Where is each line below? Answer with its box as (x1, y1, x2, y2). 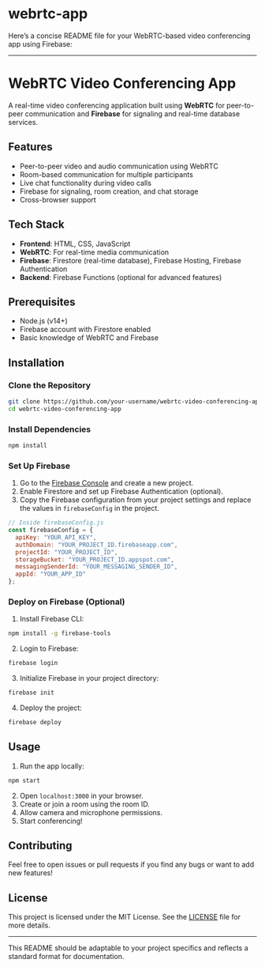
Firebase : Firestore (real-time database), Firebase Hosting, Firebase (19, 255, 242, 265)
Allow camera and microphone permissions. (19, 807, 163, 817)
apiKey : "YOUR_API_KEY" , (15, 533, 97, 542)
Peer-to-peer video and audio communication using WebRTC (19, 161, 218, 171)
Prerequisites (8, 295, 76, 308)
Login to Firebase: (19, 644, 79, 653)
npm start (8, 776, 41, 784)
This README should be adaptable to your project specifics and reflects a (8, 943, 248, 953)
